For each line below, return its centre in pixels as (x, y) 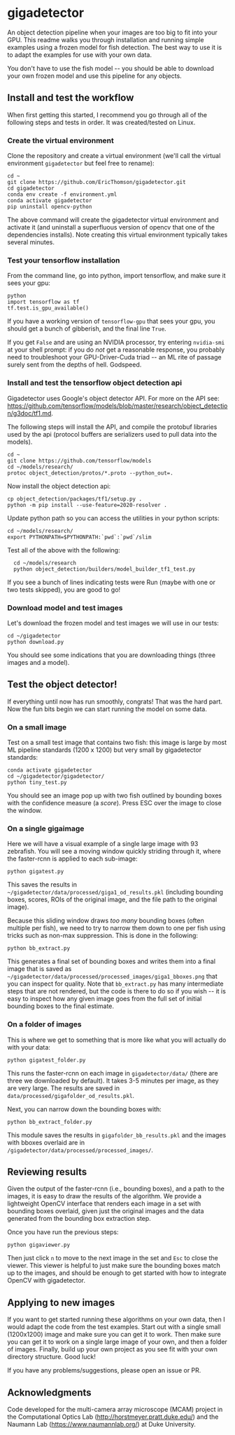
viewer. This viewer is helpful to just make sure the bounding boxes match (114, 1266)
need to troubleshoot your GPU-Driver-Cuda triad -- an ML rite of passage (114, 357)
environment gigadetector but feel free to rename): (81, 164)
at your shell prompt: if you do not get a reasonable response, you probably (116, 350)
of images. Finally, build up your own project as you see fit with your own (113, 1349)
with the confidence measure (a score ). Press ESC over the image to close (114, 803)
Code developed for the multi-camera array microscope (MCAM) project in (115, 1410)
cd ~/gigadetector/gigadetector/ (56, 776)
